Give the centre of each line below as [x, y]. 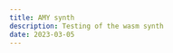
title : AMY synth [42, 18]
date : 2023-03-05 [42, 34]
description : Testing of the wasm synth [87, 26]
